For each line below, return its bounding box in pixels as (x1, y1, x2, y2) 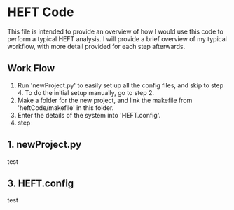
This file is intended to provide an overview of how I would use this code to (7, 27, 224, 36)
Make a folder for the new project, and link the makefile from (17, 96, 193, 104)
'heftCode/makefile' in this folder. (17, 103, 114, 112)
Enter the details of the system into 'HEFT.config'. (17, 111, 161, 119)
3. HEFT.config (7, 177, 74, 189)
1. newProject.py (7, 139, 82, 150)
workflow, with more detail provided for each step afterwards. (7, 42, 186, 50)
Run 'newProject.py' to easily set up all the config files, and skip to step (17, 81, 224, 90)
